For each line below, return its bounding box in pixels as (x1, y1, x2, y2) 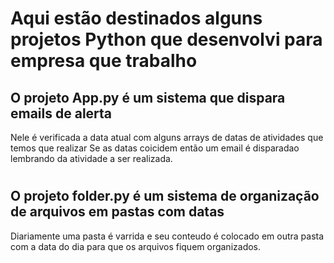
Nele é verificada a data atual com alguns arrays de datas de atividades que (10, 132, 324, 143)
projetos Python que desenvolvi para (10, 28, 323, 51)
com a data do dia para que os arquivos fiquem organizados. (10, 240, 262, 252)
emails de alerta (10, 105, 113, 122)
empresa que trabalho (10, 50, 198, 72)
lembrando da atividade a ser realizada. (10, 153, 173, 164)
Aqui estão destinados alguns (10, 7, 263, 30)
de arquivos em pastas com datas (10, 203, 225, 221)
